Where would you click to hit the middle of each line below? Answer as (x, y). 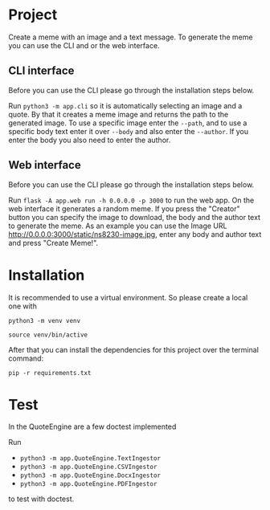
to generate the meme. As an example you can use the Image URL (118, 226)
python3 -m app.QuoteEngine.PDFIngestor (88, 484)
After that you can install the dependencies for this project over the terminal (134, 349)
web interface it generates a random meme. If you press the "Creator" (125, 208)
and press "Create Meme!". (53, 243)
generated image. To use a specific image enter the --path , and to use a (128, 123)
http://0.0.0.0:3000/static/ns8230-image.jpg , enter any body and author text (135, 234)
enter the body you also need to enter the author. (90, 140)
